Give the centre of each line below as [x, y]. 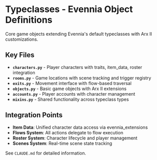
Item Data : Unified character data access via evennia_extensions [80, 127]
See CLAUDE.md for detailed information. [46, 153]
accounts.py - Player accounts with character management [74, 94]
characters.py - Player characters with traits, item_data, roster [77, 67]
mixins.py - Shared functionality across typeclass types [71, 99]
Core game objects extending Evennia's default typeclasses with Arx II [79, 34]
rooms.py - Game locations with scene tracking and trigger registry [82, 78]
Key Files [20, 55]
